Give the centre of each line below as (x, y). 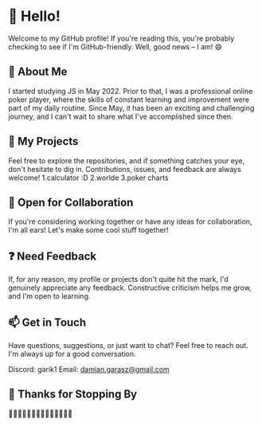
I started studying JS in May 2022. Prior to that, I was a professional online (131, 91)
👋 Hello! (35, 16)
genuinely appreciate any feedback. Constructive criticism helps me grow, (130, 288)
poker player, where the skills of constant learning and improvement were (129, 100)
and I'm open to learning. (49, 296)
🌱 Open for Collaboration (71, 202)
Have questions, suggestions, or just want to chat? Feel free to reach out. (128, 345)
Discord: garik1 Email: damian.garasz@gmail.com (89, 369)
